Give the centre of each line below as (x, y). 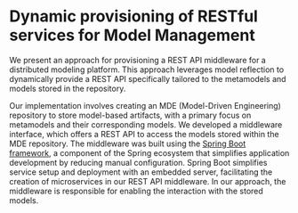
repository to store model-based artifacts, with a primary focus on (130, 115)
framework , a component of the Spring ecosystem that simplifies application (149, 152)
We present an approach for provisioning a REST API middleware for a (138, 60)
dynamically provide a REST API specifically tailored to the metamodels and (148, 78)
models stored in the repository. (68, 88)
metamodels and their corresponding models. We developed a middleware (146, 124)
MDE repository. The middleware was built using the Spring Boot (128, 143)
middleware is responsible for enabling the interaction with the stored (137, 191)
